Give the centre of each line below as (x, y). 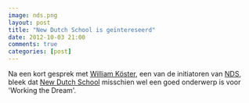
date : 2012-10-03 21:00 (47, 37)
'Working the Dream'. (42, 90)
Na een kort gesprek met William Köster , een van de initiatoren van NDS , (125, 74)
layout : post (29, 23)
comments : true (33, 44)
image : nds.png (33, 15)
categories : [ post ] (40, 51)
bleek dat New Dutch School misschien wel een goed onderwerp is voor (125, 82)
